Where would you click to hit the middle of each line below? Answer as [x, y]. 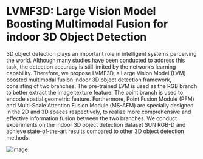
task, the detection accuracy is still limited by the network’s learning [91, 66]
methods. [18, 137]
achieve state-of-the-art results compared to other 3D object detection [95, 131]
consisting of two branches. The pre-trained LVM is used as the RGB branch [102, 86]
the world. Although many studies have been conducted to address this [96, 60]
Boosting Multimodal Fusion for [87, 24]
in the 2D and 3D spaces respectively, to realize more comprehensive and [99, 112]
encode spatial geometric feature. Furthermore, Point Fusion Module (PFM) [100, 99]
